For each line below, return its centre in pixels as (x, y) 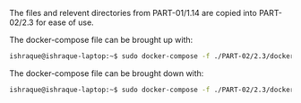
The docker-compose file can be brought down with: (107, 73)
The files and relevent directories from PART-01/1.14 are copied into (133, 13)
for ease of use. (64, 22)
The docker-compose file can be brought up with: (101, 40)
